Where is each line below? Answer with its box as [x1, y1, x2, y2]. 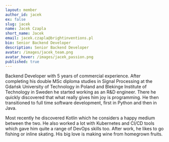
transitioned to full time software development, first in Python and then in [5, 100, 157, 106]
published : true [5, 59, 39, 64]
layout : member [5, 7, 37, 13]
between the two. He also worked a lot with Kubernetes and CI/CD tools [5, 120, 155, 126]
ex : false [5, 17, 26, 22]
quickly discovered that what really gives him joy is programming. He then [5, 94, 159, 101]
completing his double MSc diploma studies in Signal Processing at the [5, 78, 153, 84]
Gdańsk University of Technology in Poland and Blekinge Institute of [5, 84, 147, 90]
